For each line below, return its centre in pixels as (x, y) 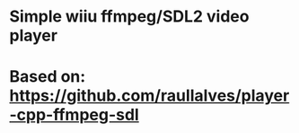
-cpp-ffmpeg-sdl (74, 115)
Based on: (48, 77)
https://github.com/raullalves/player (149, 96)
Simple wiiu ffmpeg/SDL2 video (129, 17)
